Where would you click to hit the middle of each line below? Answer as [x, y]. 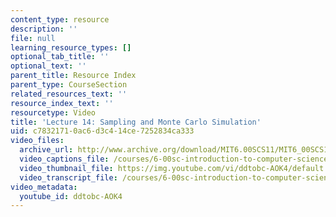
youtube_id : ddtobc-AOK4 [71, 196]
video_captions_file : [64, 159]
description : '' [44, 29]
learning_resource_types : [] [71, 47]
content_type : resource [60, 19]
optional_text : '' [48, 66]
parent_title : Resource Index [73, 76]
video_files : [37, 141]
